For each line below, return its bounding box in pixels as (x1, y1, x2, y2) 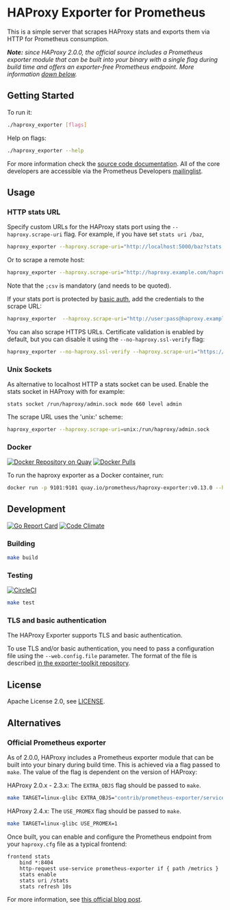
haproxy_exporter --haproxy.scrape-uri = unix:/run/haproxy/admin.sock (7, 425, 210, 433)
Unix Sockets (7, 364, 53, 374)
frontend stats (7, 853, 51, 860)
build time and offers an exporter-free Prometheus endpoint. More (7, 62, 194, 71)
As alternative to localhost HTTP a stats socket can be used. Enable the (7, 380, 209, 388)
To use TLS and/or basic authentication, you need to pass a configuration (7, 644, 214, 653)
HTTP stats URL (7, 207, 61, 217)
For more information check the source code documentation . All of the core (7, 159, 220, 167)
